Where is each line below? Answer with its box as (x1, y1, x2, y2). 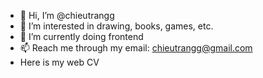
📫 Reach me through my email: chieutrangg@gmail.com (19, 42, 253, 54)
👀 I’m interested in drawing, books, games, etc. (19, 20, 214, 32)
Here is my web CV (19, 56, 100, 68)
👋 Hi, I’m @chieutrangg (19, 10, 115, 21)
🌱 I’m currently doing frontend (19, 31, 144, 42)
